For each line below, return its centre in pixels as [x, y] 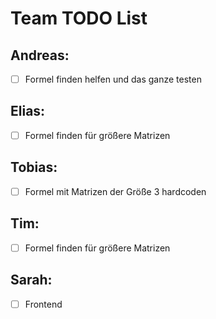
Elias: [28, 111]
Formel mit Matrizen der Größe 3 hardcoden [115, 191]
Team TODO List [79, 18]
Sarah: [31, 280]
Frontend [43, 304]
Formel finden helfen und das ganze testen [113, 79]
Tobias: [34, 167]
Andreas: [40, 55]
